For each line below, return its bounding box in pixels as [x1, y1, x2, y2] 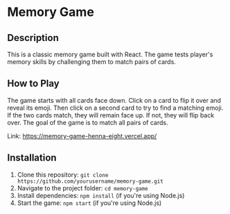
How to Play [7, 78, 60, 90]
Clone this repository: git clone [17, 170, 109, 179]
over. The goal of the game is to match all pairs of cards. [7, 118, 168, 126]
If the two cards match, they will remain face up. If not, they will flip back [7, 110, 215, 119]
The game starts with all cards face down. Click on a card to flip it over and [7, 96, 222, 104]
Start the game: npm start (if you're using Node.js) [17, 199, 162, 207]
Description [7, 32, 59, 44]
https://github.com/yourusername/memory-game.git [17, 178, 164, 185]
